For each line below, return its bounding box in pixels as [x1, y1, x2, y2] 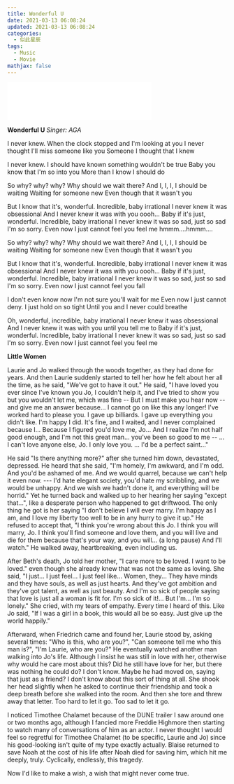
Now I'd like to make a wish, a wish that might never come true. [7, 769, 189, 777]
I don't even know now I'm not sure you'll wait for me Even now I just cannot [7, 295, 227, 304]
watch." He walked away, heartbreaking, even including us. [7, 543, 177, 551]
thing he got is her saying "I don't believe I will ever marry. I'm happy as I [7, 506, 217, 514]
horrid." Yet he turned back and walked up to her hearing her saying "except [7, 491, 227, 499]
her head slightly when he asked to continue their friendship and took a [7, 682, 212, 691]
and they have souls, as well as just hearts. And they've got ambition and [7, 579, 217, 588]
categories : [7, 29, 42, 37]
